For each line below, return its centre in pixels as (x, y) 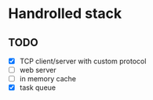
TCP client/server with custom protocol (83, 61)
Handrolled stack (65, 14)
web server (38, 70)
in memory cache (48, 79)
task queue (38, 87)
